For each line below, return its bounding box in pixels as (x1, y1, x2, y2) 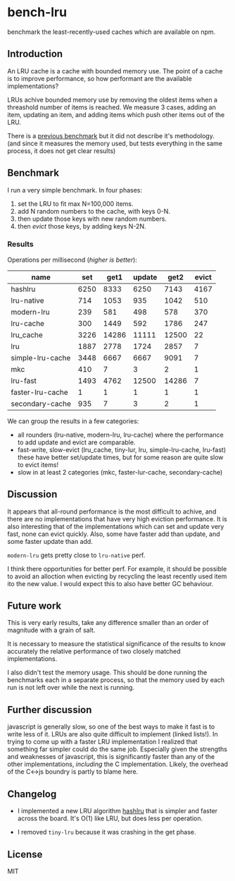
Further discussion (7, 703, 92, 716)
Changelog (7, 788, 57, 800)
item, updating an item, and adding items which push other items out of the (7, 110, 225, 119)
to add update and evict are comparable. (17, 438, 136, 446)
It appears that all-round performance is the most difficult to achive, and (7, 507, 217, 516)
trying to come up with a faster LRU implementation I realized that (7, 738, 198, 746)
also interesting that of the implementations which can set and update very (7, 522, 224, 530)
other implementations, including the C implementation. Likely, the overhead (7, 760, 229, 769)
